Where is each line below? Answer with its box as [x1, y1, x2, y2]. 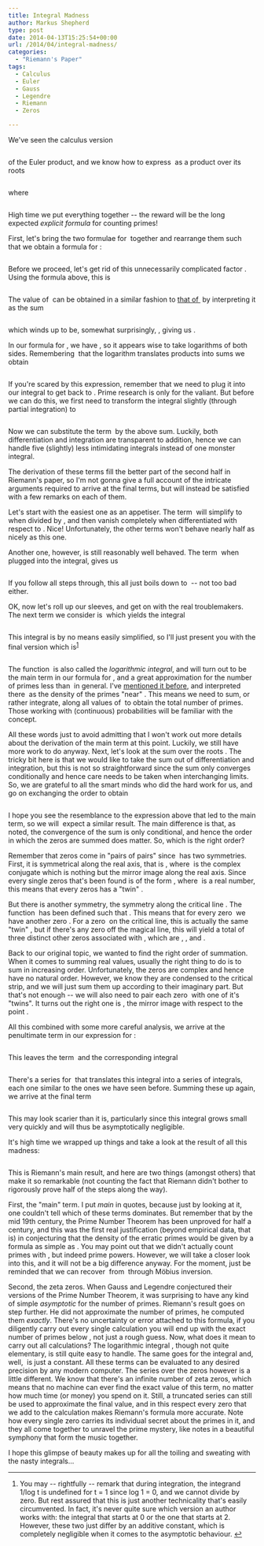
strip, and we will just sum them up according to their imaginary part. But [8, 981, 244, 991]
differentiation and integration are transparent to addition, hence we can [8, 435, 241, 444]
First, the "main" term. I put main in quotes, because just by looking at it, [8, 1199, 242, 1209]
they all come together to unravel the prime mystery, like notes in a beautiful [8, 1424, 255, 1433]
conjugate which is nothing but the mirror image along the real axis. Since [8, 867, 247, 877]
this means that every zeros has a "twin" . [8, 884, 144, 894]
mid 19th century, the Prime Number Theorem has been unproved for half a [8, 1216, 251, 1225]
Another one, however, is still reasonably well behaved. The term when [8, 548, 240, 557]
